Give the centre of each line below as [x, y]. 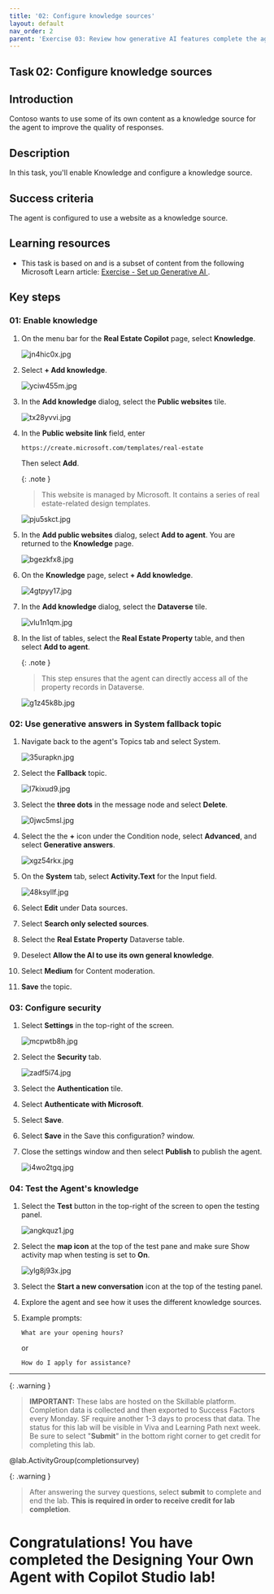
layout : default [37, 24]
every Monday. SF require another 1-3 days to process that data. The [145, 1419]
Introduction [41, 100]
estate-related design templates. [96, 503]
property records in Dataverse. [93, 687]
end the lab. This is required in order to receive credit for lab [132, 1501]
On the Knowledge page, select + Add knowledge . [107, 575]
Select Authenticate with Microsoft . [82, 1105]
